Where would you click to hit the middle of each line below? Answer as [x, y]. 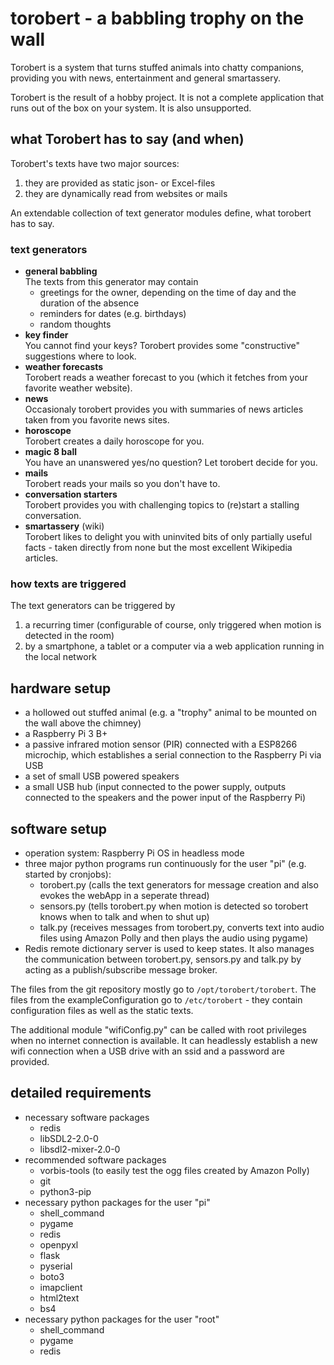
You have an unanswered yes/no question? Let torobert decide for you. [171, 463]
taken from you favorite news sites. [97, 420]
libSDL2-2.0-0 [69, 1138]
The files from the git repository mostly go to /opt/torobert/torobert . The [163, 989]
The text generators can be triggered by [93, 606]
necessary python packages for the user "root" [122, 1319]
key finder [46, 335]
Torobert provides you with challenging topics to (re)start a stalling [162, 505]
